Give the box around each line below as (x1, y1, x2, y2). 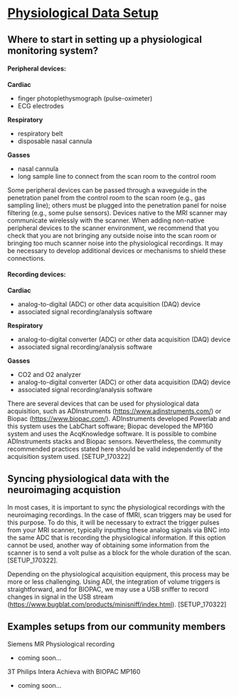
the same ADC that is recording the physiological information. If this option (7, 533, 226, 542)
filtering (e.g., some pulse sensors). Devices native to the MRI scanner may (7, 208, 228, 217)
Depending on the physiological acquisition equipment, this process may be (7, 569, 230, 578)
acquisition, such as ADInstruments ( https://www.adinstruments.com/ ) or (7, 406, 222, 415)
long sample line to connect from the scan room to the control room (17, 172, 216, 180)
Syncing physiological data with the (7, 473, 169, 485)
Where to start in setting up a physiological (7, 33, 203, 46)
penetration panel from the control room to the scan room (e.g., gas (7, 193, 206, 202)
